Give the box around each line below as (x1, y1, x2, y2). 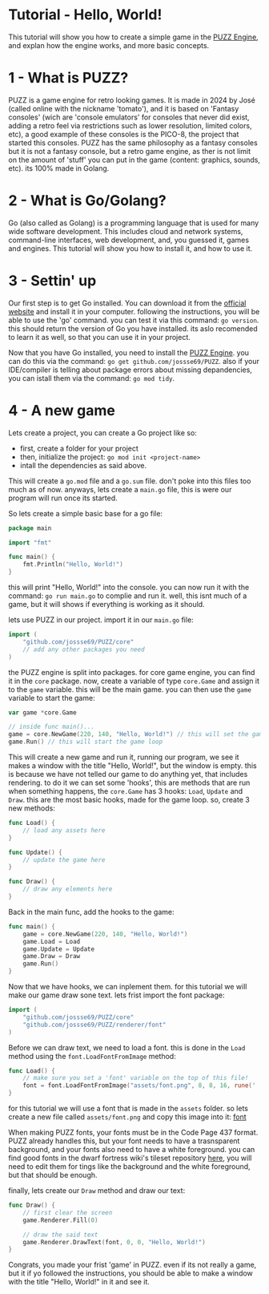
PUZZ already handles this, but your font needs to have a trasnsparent (8, 1136, 240, 1146)
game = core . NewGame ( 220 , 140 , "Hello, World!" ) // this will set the (8, 730, 249, 738)
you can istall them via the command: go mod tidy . (8, 373, 175, 382)
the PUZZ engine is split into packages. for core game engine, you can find (8, 667, 255, 677)
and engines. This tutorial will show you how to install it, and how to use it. (8, 243, 253, 253)
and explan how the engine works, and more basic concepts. (8, 40, 210, 50)
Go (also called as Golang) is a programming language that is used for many (8, 218, 259, 228)
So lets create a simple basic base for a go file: (8, 508, 163, 518)
